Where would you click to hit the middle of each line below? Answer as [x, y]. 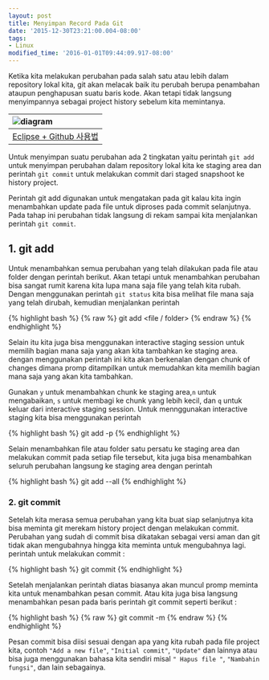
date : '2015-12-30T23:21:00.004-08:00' [75, 31]
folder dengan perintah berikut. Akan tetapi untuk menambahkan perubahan [134, 277]
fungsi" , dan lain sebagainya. [57, 667]
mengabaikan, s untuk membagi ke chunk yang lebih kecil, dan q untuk [125, 400]
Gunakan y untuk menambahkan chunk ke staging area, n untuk [112, 391]
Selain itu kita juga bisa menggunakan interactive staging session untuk [126, 342]
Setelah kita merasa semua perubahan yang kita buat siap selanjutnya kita [131, 520]
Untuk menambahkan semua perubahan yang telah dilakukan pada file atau [133, 268]
